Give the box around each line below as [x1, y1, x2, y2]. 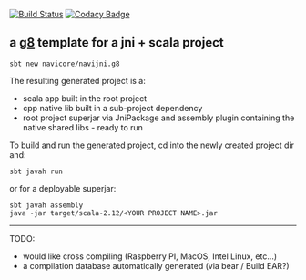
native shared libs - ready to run [22, 121, 144, 132]
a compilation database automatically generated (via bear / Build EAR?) [22, 260, 290, 271]
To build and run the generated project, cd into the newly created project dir [9, 140, 294, 150]
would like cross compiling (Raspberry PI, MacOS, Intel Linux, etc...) [22, 251, 278, 262]
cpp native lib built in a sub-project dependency [22, 102, 203, 113]
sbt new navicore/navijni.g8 [9, 59, 120, 68]
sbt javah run [9, 167, 64, 176]
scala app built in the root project [22, 92, 148, 104]
